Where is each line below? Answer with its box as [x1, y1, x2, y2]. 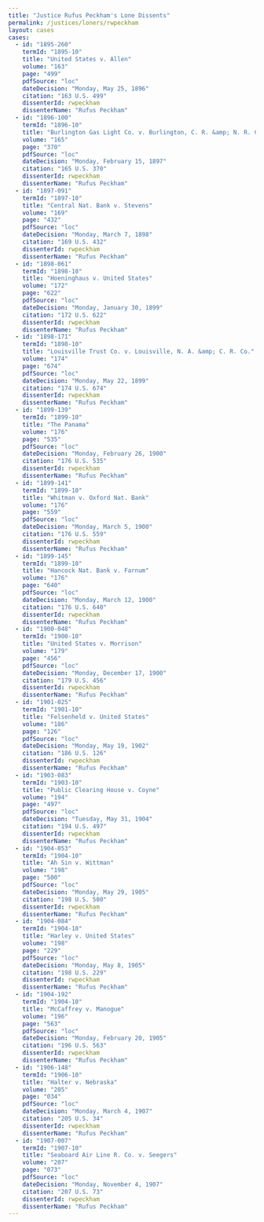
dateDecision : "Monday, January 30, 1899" [22, 303, 163, 311]
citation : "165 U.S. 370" [22, 165, 108, 173]
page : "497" [22, 801, 61, 809]
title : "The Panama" [22, 420, 90, 428]
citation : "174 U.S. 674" [22, 384, 108, 392]
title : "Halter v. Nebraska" [22, 1078, 118, 1086]
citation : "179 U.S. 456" [22, 677, 108, 684]
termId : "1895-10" [22, 48, 82, 56]
